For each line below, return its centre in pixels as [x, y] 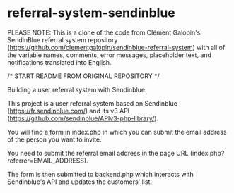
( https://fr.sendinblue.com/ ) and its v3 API [69, 111]
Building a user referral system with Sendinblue [76, 89]
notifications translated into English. [59, 62]
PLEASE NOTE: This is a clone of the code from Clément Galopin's [104, 32]
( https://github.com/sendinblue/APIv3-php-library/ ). [83, 118]
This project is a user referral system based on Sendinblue [93, 103]
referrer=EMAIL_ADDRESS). [48, 161]
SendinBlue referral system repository [63, 39]
